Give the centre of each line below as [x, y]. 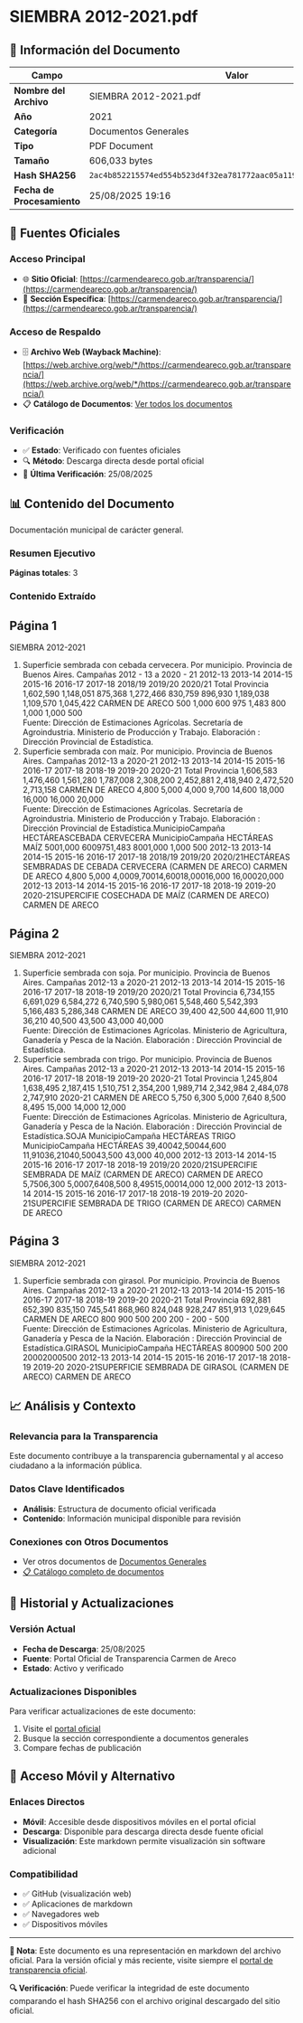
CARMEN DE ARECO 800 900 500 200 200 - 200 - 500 [126, 1319]
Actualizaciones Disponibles [73, 1691]
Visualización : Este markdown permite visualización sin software [144, 1840]
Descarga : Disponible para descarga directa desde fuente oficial [143, 1831]
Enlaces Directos [47, 1802]
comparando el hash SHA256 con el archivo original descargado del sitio [145, 2001]
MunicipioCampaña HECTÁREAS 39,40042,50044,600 [124, 1145]
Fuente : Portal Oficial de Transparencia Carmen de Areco [129, 1658]
